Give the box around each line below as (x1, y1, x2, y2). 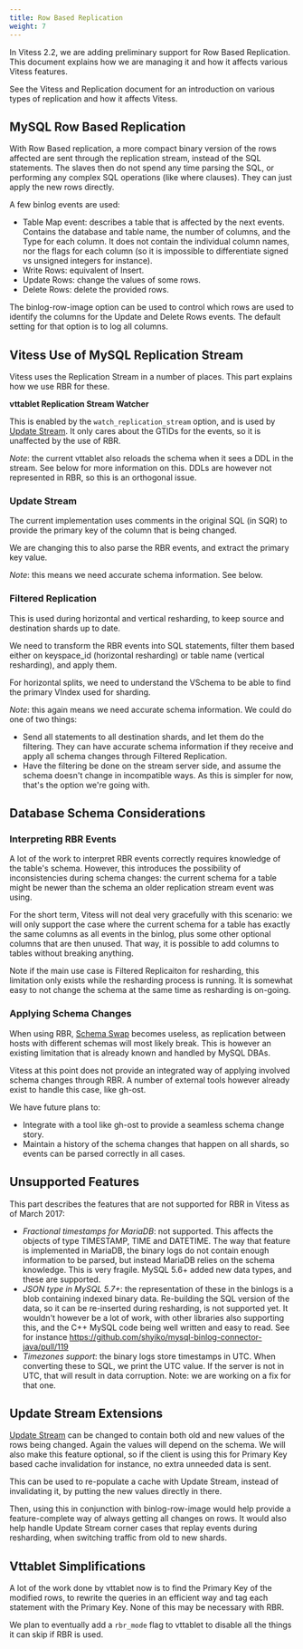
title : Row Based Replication (9, 13, 124, 23)
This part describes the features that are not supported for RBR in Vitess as (9, 1198, 289, 1210)
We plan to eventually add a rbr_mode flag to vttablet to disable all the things (9, 1619, 292, 1631)
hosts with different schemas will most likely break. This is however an (9, 1037, 271, 1048)
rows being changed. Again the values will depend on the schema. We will (9, 1440, 287, 1451)
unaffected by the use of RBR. (9, 436, 121, 447)
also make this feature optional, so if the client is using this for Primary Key (9, 1449, 288, 1460)
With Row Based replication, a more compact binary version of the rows (9, 143, 278, 154)
